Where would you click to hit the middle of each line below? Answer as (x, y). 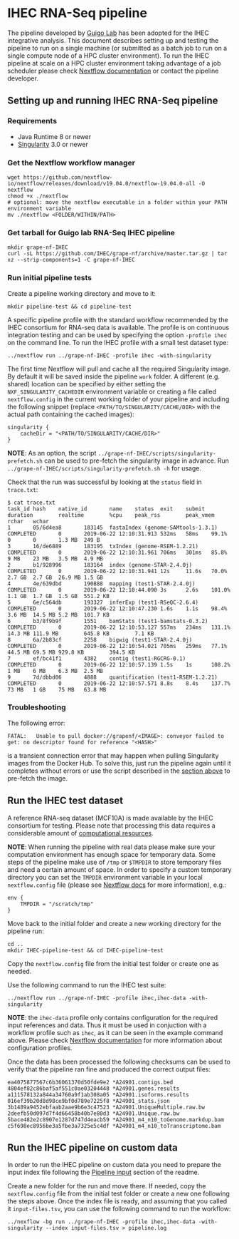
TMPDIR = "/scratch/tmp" (57, 904)
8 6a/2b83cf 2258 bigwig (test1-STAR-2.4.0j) (100, 639)
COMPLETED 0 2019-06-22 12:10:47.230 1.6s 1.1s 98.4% (117, 608)
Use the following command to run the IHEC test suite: (87, 984)
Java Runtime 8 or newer (54, 136)
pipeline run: (26, 931)
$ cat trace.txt (31, 503)
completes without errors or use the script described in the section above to (119, 771)
